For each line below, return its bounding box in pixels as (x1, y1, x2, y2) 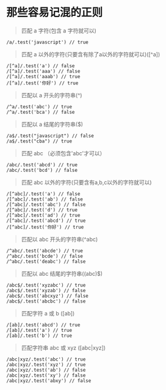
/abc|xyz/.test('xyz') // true (6, 361, 86, 367)
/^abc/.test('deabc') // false (6, 258, 86, 265)
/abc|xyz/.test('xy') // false (6, 372, 86, 378)
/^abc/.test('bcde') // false (6, 253, 84, 259)
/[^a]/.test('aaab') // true (6, 73, 81, 79)
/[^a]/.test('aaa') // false (6, 68, 81, 74)
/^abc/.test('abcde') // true (6, 248, 84, 254)
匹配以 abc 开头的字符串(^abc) (21, 235, 98, 243)
